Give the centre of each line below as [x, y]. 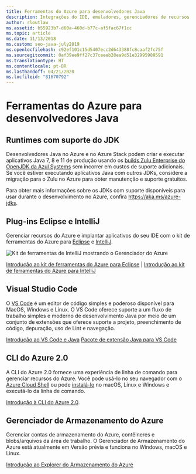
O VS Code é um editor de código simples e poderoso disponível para [90, 303]
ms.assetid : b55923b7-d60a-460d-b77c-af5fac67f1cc [69, 28]
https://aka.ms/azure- [155, 197]
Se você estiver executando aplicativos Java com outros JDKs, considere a [97, 173]
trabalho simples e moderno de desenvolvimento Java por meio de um [91, 316]
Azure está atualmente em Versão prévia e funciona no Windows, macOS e [97, 447]
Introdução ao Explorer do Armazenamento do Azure [70, 465]
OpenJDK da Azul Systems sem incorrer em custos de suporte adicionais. [95, 167]
